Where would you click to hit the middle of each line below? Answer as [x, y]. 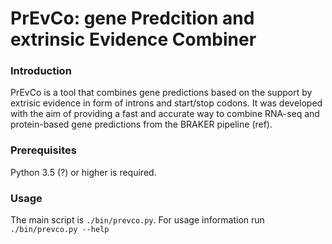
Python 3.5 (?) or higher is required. [83, 172]
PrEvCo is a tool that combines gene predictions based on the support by [161, 93]
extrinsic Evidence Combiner [133, 39]
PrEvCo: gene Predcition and [132, 18]
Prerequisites [43, 150]
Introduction [41, 71]
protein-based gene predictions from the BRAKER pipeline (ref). [141, 124]
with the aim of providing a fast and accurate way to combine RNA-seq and [165, 114]
